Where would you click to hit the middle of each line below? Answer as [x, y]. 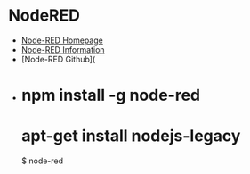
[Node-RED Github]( [58, 59]
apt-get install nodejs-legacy [131, 136]
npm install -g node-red [111, 95]
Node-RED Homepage [62, 40]
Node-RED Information [63, 49]
